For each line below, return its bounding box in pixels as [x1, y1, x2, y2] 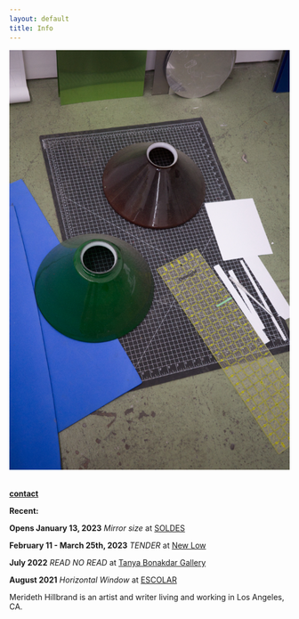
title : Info [9, 23, 53, 33]
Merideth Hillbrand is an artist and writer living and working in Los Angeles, [9, 592, 285, 603]
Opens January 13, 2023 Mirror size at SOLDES [9, 523, 185, 533]
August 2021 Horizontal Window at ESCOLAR [9, 574, 178, 585]
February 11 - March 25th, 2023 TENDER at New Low [9, 540, 206, 551]
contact [9, 488, 39, 499]
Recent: [9, 506, 39, 517]
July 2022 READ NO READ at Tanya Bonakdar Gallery [9, 558, 206, 568]
